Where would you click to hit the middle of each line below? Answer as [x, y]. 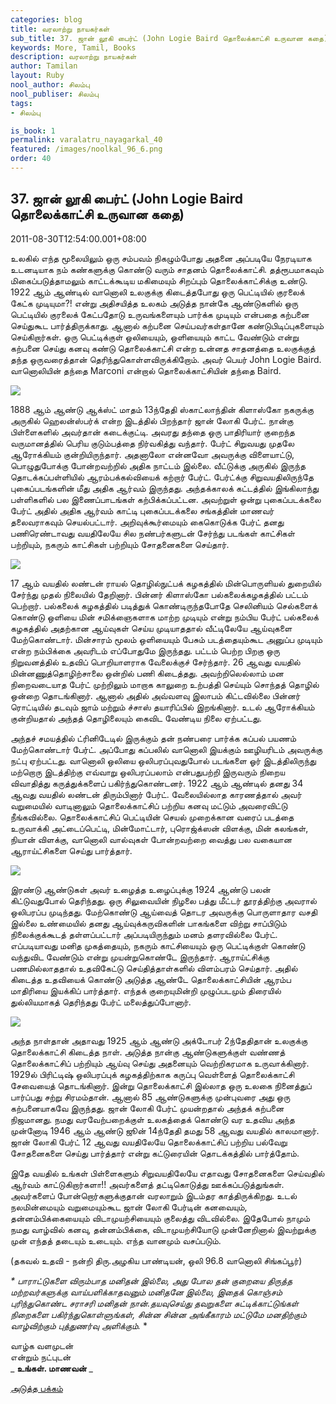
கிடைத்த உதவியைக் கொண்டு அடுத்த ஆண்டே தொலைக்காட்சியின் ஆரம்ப [151, 979]
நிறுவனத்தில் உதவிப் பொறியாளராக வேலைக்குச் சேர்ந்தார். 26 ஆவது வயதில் [155, 662]
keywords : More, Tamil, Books [73, 47]
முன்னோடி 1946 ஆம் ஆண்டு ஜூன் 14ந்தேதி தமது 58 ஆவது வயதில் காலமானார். [165, 1130]
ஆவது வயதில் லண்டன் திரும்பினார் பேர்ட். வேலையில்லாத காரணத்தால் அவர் [156, 794]
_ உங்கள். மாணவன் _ [51, 1368]
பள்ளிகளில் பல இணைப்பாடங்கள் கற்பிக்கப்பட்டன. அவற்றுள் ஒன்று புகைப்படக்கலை [166, 499]
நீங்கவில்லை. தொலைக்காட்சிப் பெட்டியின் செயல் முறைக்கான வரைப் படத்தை [152, 817]
